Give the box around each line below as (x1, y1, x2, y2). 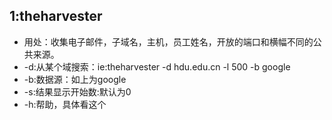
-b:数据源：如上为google (23, 73, 127, 85)
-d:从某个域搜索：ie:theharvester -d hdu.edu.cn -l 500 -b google (23, 60, 291, 73)
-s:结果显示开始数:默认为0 (23, 85, 132, 98)
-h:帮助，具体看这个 (23, 98, 107, 110)
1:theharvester (9, 8, 103, 25)
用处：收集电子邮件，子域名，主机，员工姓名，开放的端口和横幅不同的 (23, 35, 314, 48)
